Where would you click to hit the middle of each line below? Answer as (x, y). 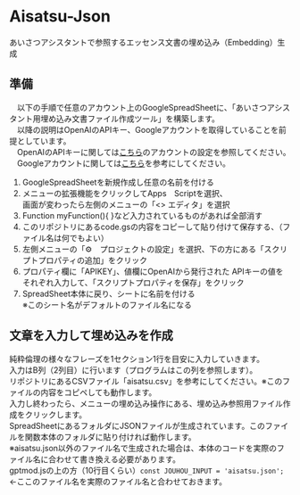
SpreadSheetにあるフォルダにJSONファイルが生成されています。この (137, 425)
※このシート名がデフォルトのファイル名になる (107, 304)
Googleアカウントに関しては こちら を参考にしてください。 (123, 163)
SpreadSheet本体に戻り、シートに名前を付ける (108, 293)
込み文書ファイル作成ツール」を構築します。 (138, 119)
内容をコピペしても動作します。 (98, 392)
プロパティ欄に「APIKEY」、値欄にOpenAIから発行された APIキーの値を (153, 271)
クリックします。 (56, 414)
